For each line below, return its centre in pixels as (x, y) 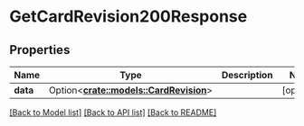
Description (247, 75)
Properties (40, 50)
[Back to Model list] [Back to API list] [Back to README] (113, 112)
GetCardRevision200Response (128, 17)
